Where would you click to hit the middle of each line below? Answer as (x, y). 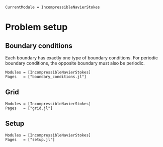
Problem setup (36, 27)
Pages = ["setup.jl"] (30, 139)
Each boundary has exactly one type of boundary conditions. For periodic (82, 58)
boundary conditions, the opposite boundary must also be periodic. (75, 63)
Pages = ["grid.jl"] (29, 108)
